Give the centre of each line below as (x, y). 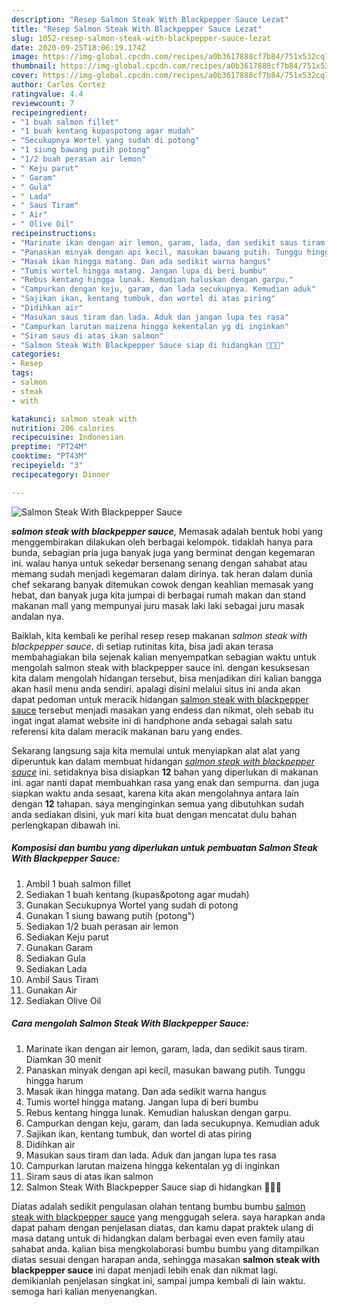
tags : (22, 373)
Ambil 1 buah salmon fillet (78, 883)
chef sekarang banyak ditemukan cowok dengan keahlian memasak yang (162, 584)
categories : (36, 354)
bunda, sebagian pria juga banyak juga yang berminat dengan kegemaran (163, 552)
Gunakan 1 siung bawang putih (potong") (110, 915)
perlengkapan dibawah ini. (66, 825)
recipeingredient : (49, 112)
